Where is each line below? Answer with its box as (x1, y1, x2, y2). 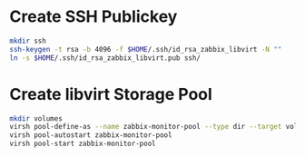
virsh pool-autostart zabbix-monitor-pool (9, 131, 172, 140)
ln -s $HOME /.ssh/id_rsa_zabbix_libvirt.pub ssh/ (9, 53, 202, 63)
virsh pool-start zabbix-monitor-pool (9, 139, 156, 149)
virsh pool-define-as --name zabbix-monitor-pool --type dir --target (9, 123, 282, 132)
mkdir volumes (9, 113, 64, 123)
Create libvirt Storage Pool (9, 83, 213, 104)
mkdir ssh (9, 36, 47, 45)
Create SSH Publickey (9, 6, 178, 27)
